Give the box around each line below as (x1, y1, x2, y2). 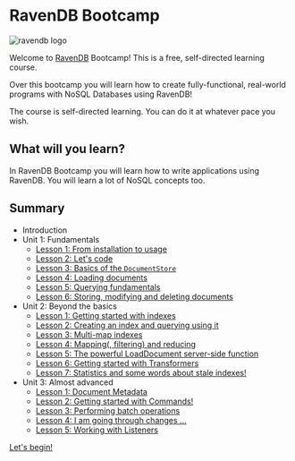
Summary (9, 201, 65, 216)
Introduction (21, 225, 68, 235)
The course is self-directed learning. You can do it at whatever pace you (9, 106, 275, 116)
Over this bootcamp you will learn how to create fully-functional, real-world (9, 79, 286, 90)
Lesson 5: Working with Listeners (35, 424, 159, 435)
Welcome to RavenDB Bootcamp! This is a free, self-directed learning (9, 52, 265, 63)
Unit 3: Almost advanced (21, 377, 114, 388)
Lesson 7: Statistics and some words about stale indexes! (35, 367, 247, 378)
